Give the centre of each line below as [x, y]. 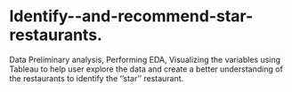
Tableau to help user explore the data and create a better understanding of [146, 69]
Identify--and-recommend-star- [131, 16]
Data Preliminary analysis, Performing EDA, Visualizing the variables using [145, 59]
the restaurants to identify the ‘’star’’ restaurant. [97, 78]
